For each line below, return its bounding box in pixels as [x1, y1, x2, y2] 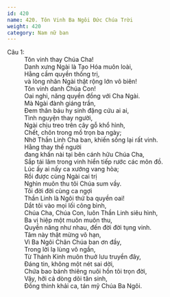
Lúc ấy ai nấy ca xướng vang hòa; [24, 165, 119, 173]
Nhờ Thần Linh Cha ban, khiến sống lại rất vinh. [24, 135, 158, 144]
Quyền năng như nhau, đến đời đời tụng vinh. [24, 223, 152, 232]
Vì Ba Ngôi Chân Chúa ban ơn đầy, [24, 238, 122, 246]
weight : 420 [7, 23, 41, 30]
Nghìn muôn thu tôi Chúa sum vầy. [24, 179, 122, 188]
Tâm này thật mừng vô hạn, [24, 231, 101, 239]
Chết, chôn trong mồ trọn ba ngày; [24, 129, 122, 137]
